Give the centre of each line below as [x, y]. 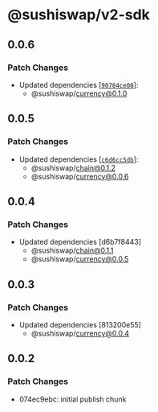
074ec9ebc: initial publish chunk [73, 399]
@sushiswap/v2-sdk [79, 15]
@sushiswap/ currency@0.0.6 [80, 176]
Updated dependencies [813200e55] [80, 324]
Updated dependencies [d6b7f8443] [80, 242]
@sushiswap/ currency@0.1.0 [79, 93]
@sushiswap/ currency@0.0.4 [80, 333]
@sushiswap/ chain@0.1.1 [72, 250]
